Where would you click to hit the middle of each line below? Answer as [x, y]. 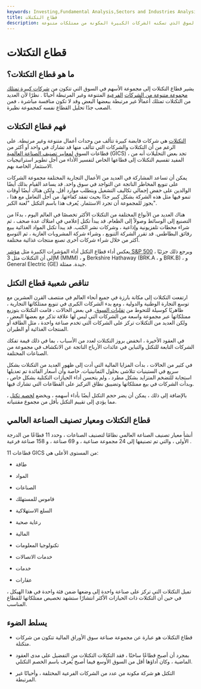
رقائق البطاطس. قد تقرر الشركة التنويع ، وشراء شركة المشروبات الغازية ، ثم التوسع [100, 234]
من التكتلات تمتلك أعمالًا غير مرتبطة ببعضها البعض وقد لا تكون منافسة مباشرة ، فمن [99, 101]
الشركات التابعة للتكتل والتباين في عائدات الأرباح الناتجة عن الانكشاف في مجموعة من [101, 347]
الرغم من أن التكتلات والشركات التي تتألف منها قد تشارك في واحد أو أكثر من [91, 147]
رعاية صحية [28, 522]
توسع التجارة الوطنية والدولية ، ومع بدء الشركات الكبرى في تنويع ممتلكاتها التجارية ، [98, 304]
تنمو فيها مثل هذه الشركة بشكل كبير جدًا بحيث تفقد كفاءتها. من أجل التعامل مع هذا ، [99, 197]
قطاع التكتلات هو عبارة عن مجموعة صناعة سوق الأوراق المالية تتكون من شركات [104, 637]
